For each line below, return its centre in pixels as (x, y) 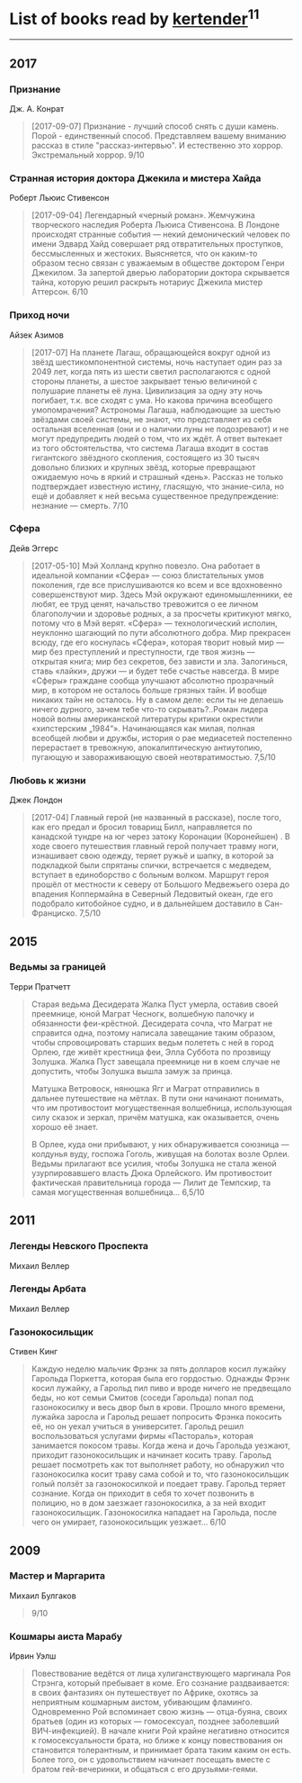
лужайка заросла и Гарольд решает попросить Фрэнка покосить (156, 1417)
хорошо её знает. (65, 1127)
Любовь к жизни (48, 780)
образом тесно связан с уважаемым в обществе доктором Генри (158, 263)
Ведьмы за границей (58, 967)
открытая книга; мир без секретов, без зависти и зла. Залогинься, (160, 661)
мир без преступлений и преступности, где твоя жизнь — (143, 652)
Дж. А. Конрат (37, 108)
